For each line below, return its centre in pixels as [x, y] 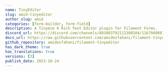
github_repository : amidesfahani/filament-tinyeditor [62, 42]
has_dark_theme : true [28, 47]
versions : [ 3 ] [20, 56]
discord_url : [19, 33]
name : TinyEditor [23, 10]
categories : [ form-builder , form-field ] [48, 24]
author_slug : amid [24, 19]
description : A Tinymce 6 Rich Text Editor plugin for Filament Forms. [81, 28]
